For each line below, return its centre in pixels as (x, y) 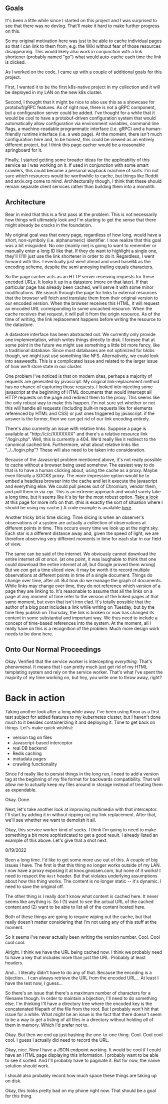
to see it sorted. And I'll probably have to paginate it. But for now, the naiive (82, 1061)
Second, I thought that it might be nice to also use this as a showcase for (80, 102)
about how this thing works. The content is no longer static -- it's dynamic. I (83, 881)
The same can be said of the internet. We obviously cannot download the (80, 554)
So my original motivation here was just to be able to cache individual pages (83, 41)
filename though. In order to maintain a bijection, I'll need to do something (81, 999)
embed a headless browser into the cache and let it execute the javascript (81, 481)
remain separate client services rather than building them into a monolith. (80, 186)
